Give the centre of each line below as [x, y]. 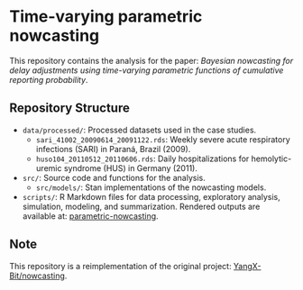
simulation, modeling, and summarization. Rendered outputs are [141, 206]
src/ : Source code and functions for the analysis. [114, 177]
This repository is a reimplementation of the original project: [120, 266]
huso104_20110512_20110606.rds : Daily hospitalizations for [142, 159]
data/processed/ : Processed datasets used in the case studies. [139, 130]
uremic [49, 168]
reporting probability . [49, 79]
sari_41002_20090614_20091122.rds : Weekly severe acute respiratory [163, 139]
